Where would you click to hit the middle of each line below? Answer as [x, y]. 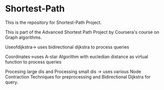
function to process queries [33, 62]
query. [12, 82]
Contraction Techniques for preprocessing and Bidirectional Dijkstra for [78, 77]
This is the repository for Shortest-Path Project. [54, 22]
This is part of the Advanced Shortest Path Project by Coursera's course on [82, 32]
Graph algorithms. [24, 37]
